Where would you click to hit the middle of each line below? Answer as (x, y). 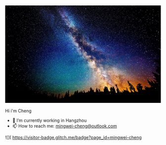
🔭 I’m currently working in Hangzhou (49, 120)
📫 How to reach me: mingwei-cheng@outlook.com (64, 126)
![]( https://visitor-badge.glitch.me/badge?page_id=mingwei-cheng (73, 137)
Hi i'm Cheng (19, 111)
